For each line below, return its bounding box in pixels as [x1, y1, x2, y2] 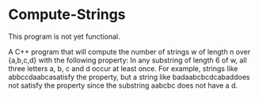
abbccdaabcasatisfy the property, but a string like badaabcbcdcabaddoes [8, 72, 250, 81]
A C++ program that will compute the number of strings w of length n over [8, 47, 251, 56]
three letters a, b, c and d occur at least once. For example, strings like [8, 63, 238, 73]
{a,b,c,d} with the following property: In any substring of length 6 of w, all [8, 55, 247, 65]
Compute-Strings [8, 6, 126, 24]
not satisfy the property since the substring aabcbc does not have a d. [8, 81, 238, 90]
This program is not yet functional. [8, 32, 120, 41]
